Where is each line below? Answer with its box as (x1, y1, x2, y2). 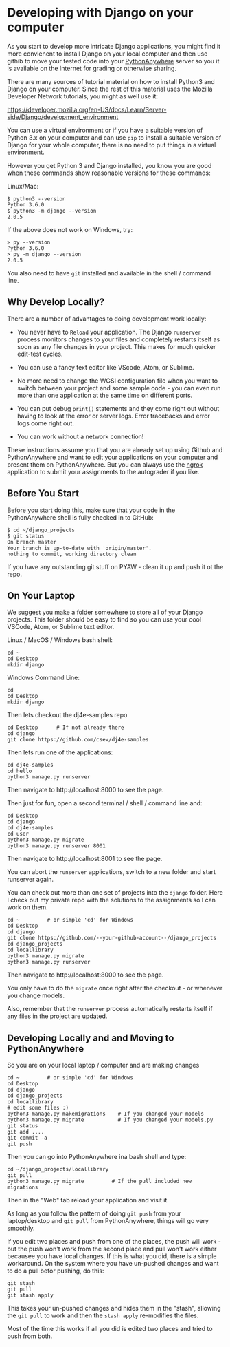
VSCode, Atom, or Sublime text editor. (7, 623, 115, 631)
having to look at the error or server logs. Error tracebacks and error (16, 412, 211, 420)
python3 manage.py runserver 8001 (7, 842, 106, 849)
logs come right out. (16, 418, 74, 427)
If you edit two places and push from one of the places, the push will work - (7, 1238, 221, 1246)
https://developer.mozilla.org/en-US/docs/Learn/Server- (7, 105, 167, 114)
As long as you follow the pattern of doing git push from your (7, 1209, 182, 1218)
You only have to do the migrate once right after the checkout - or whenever (7, 984, 223, 993)
